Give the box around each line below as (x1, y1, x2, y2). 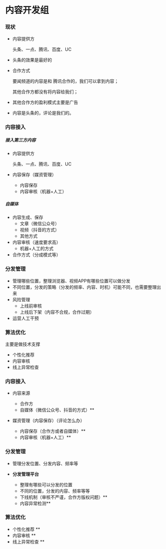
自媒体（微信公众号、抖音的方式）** (19, 407, 95, 413)
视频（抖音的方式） (19, 227, 60, 233)
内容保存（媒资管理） (12, 172, 56, 178)
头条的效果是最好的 (12, 57, 52, 63)
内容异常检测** (19, 500, 51, 506)
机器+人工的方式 (19, 245, 54, 252)
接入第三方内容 (5, 137, 36, 143)
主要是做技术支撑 (5, 341, 40, 347)
